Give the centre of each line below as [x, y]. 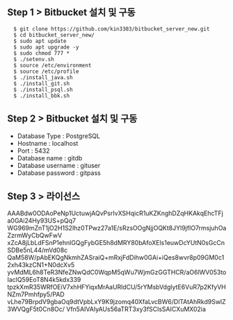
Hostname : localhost [48, 143]
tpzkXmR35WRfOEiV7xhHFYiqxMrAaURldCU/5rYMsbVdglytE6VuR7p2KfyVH [116, 287]
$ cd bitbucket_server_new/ [54, 35]
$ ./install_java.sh [43, 77]
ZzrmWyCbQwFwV [35, 235]
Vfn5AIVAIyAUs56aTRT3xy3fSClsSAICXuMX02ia [136, 309]
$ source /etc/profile [46, 71]
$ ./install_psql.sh [43, 90]
